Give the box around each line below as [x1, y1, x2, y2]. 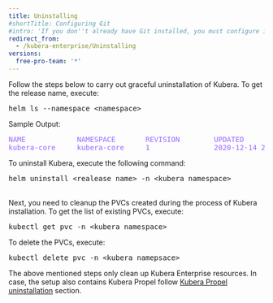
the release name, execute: [8, 88, 99, 97]
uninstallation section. [8, 285, 82, 295]
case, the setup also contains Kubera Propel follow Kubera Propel [8, 277, 227, 287]
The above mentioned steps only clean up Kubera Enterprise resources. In [8, 268, 258, 278]
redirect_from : [8, 34, 60, 43]
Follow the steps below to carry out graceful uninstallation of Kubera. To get [8, 79, 262, 89]
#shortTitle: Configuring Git [8, 19, 111, 28]
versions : [8, 50, 42, 58]
